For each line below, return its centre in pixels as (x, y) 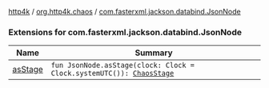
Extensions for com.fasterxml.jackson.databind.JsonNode (125, 32)
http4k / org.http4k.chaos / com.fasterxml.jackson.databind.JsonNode (125, 12)
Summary (154, 53)
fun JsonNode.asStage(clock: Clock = (122, 66)
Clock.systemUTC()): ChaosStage (112, 74)
